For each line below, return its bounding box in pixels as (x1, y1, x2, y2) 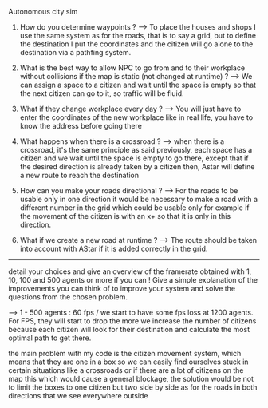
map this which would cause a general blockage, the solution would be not (8, 374, 254, 383)
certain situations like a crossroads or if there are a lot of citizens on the (8, 366, 244, 374)
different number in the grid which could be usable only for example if (19, 203, 250, 212)
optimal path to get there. (8, 333, 92, 343)
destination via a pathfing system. (19, 48, 132, 57)
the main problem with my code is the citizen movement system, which (8, 349, 242, 358)
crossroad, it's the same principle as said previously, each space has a (19, 145, 253, 154)
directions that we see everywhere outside (8, 391, 148, 400)
